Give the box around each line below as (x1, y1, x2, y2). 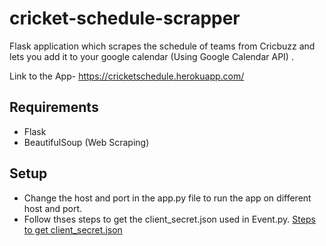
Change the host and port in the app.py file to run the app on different (23, 192, 312, 204)
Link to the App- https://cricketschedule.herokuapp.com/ (9, 70, 245, 82)
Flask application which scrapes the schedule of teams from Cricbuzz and (9, 40, 316, 52)
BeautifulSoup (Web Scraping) (23, 136, 150, 148)
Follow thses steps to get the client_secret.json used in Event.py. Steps (23, 213, 316, 225)
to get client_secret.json (23, 223, 123, 236)
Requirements (9, 99, 99, 116)
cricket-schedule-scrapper (9, 7, 241, 30)
